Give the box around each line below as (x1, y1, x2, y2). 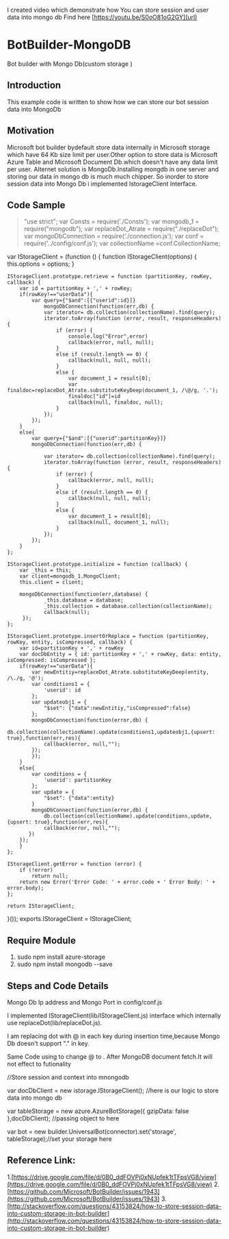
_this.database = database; (43, 597, 124, 604)
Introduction (7, 79, 62, 91)
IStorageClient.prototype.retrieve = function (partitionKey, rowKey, (7, 273, 213, 280)
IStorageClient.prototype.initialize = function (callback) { (7, 561, 188, 568)
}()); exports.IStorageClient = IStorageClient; (7, 915, 132, 923)
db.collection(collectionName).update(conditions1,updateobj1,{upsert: (7, 729, 215, 736)
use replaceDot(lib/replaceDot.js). (7, 1019, 103, 1027)
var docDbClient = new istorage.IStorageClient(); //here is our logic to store (7, 1086, 219, 1094)
